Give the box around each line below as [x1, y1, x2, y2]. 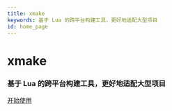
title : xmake [7, 10, 45, 17]
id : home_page [7, 23, 49, 30]
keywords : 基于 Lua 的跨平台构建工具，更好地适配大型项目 [7, 17, 158, 24]
